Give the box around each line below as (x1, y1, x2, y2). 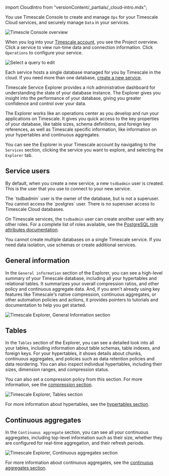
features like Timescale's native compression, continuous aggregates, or (5, 291, 156, 297)
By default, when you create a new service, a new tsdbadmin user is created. (5, 180, 164, 186)
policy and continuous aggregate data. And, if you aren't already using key (5, 286, 160, 292)
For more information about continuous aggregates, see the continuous (5, 459, 154, 466)
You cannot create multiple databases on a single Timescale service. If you (5, 236, 161, 242)
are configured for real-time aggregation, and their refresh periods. (5, 440, 145, 446)
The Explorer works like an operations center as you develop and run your (5, 111, 159, 116)
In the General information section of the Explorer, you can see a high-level (5, 270, 163, 276)
